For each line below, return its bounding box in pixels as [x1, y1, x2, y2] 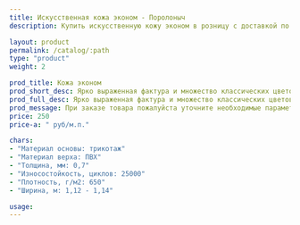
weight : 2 [9, 62, 46, 71]
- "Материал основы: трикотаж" [9, 145, 126, 154]
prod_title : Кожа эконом [9, 79, 102, 87]
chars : [9, 136, 34, 146]
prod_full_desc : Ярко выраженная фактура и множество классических [9, 95, 266, 104]
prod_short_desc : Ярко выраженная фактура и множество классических [9, 87, 270, 96]
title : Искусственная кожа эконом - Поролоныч [9, 12, 186, 22]
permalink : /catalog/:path [9, 46, 110, 54]
